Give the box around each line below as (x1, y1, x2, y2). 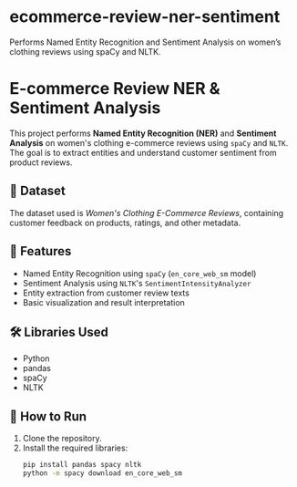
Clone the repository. (22, 433, 102, 444)
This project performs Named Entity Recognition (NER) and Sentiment (9, 128, 277, 139)
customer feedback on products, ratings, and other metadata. (9, 217, 241, 228)
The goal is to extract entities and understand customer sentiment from (9, 147, 277, 158)
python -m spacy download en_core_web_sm (22, 469, 183, 478)
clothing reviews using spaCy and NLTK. (9, 46, 161, 57)
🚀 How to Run (9, 409, 87, 424)
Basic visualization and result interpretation (22, 296, 185, 307)
